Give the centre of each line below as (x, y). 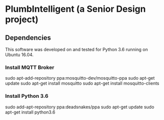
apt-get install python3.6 (30, 112)
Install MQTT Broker (30, 67)
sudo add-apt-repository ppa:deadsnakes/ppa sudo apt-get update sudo (80, 107)
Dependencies (28, 38)
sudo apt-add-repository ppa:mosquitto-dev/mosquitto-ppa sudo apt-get (80, 78)
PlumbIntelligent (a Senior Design (76, 9)
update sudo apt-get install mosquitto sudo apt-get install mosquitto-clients (82, 83)
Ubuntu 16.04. (19, 55)
